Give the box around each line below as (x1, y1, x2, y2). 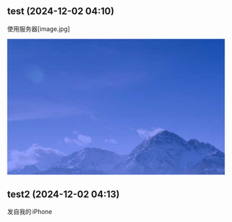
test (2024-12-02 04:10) (7, 6, 115, 17)
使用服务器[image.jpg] (7, 24, 70, 33)
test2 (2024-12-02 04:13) (7, 188, 120, 200)
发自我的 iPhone (7, 208, 52, 216)
